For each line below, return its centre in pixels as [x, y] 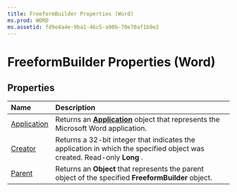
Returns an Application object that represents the [138, 119]
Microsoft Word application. [101, 128]
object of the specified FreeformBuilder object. [134, 178]
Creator [24, 149]
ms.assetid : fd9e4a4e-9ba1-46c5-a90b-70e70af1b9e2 [83, 27]
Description [75, 108]
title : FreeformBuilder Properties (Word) [71, 14]
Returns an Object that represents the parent [130, 169]
